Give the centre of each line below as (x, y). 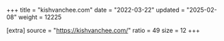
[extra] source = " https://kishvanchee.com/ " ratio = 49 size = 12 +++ (103, 30)
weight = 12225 (40, 17)
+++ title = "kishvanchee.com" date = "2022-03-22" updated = (96, 10)
